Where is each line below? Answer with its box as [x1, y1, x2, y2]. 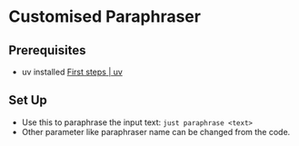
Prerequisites [8, 43, 86, 58]
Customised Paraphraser [8, 6, 202, 27]
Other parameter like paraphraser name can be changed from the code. [21, 126, 291, 137]
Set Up [8, 92, 47, 108]
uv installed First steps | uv [21, 66, 124, 77]
